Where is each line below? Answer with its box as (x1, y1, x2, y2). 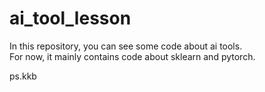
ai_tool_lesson (9, 7, 132, 30)
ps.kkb (9, 70, 37, 82)
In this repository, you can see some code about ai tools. (9, 40, 243, 52)
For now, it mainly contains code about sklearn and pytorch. (9, 50, 256, 62)
